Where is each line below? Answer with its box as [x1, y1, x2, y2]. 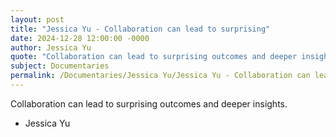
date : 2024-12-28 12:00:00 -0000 [10, 33, 150, 43]
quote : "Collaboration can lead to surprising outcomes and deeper [10, 52, 298, 62]
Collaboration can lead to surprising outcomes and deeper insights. [10, 97, 288, 110]
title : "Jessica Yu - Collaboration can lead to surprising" [10, 24, 271, 34]
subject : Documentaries [10, 61, 110, 71]
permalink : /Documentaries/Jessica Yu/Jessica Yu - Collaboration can [10, 71, 311, 81]
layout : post [10, 14, 65, 25]
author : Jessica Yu [10, 42, 92, 53]
